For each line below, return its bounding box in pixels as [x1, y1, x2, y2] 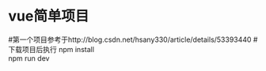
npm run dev [8, 53, 50, 63]
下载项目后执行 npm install [8, 44, 95, 54]
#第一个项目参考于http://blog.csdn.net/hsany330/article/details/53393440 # [8, 35, 258, 44]
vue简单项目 [8, 7, 89, 25]
